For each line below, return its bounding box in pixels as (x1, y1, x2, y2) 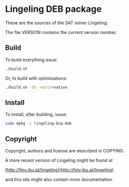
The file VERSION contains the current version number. (5, 29, 117, 35)
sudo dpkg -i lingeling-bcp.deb (5, 121, 72, 126)
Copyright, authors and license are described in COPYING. (5, 148, 125, 153)
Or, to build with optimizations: (5, 75, 67, 81)
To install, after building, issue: (5, 112, 68, 117)
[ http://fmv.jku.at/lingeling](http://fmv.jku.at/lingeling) (5, 167, 114, 173)
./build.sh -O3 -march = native (5, 85, 68, 90)
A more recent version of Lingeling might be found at (5, 157, 113, 163)
